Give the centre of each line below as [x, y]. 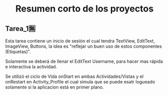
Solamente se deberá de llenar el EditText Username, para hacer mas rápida [84, 61]
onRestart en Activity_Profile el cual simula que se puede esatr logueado [80, 82]
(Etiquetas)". [18, 52]
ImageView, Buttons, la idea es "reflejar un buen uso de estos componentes [83, 46]
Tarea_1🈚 [20, 28]
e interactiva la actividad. [31, 67]
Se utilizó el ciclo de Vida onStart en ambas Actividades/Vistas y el [74, 76]
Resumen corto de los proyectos [85, 9]
